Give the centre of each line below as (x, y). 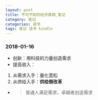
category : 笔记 (21, 19)
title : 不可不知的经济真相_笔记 (35, 15)
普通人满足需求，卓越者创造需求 (59, 92)
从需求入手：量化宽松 (35, 75)
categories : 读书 (23, 24)
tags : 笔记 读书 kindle (29, 29)
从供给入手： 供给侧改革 (37, 82)
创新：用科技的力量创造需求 (42, 58)
